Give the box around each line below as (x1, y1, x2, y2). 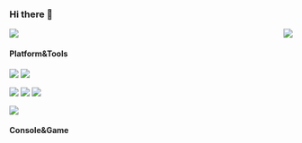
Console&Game (9, 125, 69, 136)
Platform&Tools (9, 48, 68, 59)
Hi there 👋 (9, 8, 54, 21)
